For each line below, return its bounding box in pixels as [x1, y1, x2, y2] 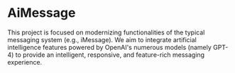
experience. [7, 58, 43, 66]
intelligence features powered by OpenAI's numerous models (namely [7, 43, 212, 51]
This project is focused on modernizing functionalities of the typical [7, 28, 205, 36]
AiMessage [7, 5, 76, 21]
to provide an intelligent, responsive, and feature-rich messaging [15, 51, 204, 59]
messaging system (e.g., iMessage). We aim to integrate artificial [7, 35, 197, 44]
